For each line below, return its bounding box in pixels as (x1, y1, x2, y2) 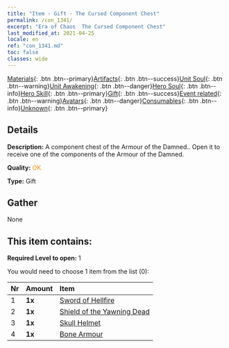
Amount (25, 284, 53, 294)
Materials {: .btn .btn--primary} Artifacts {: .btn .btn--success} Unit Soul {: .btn (7, 74, 223, 83)
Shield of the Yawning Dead (59, 307, 151, 317)
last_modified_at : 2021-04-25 (7, 29, 95, 37)
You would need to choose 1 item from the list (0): (7, 267, 149, 276)
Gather (7, 197, 38, 208)
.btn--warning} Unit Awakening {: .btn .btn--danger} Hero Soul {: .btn (7, 81, 198, 90)
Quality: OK (7, 163, 42, 172)
